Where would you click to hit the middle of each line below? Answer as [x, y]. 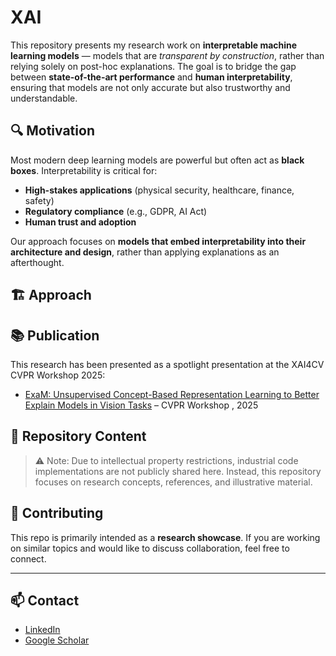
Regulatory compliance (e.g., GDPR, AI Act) [116, 211]
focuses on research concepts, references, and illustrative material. [173, 482]
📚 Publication [55, 335]
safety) [39, 200]
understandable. [44, 98]
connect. [28, 558]
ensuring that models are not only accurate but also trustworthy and [150, 87]
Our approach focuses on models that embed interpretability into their [158, 241]
